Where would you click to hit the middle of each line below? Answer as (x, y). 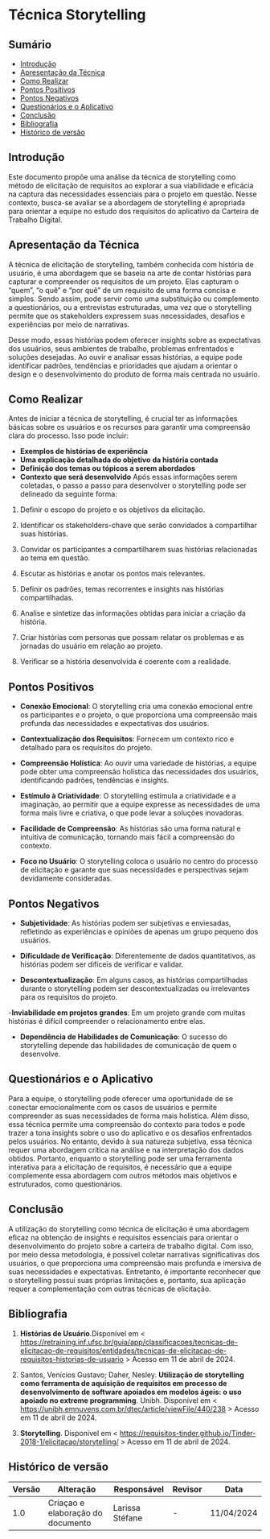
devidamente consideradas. (66, 878)
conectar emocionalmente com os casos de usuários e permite (112, 1107)
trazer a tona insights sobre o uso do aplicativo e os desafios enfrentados (130, 1133)
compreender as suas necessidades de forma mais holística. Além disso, (129, 1116)
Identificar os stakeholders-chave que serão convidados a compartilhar (138, 526)
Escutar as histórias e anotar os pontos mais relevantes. (112, 574)
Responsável (139, 1489)
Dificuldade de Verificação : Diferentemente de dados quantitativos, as (137, 956)
